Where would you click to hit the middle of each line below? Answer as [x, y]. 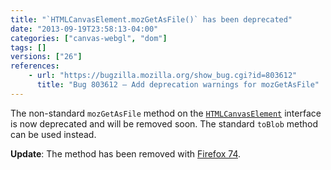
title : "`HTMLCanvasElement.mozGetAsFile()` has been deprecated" [151, 19]
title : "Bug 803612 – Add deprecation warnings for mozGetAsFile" [178, 85]
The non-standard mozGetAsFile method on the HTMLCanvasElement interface [166, 113]
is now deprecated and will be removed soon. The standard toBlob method [164, 123]
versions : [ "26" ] [46, 57]
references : [35, 66]
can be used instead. [53, 134]
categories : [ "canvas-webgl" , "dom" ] [89, 38]
